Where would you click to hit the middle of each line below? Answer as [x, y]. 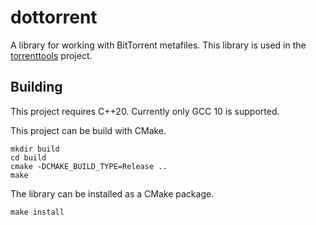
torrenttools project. [51, 55]
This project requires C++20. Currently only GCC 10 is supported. [145, 111]
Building [36, 87]
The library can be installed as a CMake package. [112, 193]
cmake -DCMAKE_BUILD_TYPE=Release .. [89, 166]
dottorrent [54, 17]
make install [37, 212]
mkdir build [35, 149]
